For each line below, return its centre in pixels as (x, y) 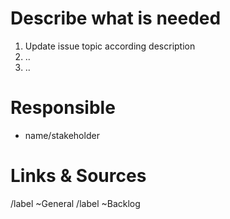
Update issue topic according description (110, 46)
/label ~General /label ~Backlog (75, 203)
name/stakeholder (62, 135)
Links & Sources (78, 176)
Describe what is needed (116, 18)
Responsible (63, 108)
